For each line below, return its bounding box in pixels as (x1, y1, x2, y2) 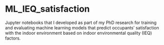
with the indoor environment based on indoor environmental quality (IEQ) (5, 30, 152, 36)
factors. (5, 35, 21, 41)
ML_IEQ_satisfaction (5, 3, 90, 15)
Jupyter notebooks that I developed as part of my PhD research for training (5, 20, 157, 25)
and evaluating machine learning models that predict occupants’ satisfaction (5, 24, 159, 30)
